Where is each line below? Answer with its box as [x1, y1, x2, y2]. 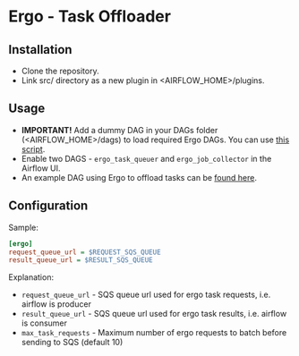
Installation [8, 42, 73, 57]
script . [21, 143, 46, 154]
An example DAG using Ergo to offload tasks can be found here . [21, 172, 257, 182]
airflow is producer [21, 299, 91, 309]
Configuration [8, 199, 89, 214]
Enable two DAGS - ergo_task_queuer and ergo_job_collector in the [21, 153, 272, 164]
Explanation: [8, 272, 55, 283]
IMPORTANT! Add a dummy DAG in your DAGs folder [21, 124, 218, 135]
